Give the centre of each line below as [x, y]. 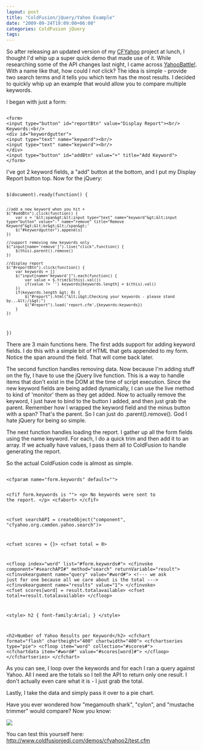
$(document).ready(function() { [47, 195]
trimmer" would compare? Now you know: [59, 711]
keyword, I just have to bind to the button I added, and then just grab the [96, 401]
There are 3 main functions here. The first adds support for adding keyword [101, 344]
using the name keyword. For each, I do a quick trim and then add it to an [98, 438]
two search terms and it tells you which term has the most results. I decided [101, 77]
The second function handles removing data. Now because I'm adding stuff [101, 369]
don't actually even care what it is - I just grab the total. [75, 681]
